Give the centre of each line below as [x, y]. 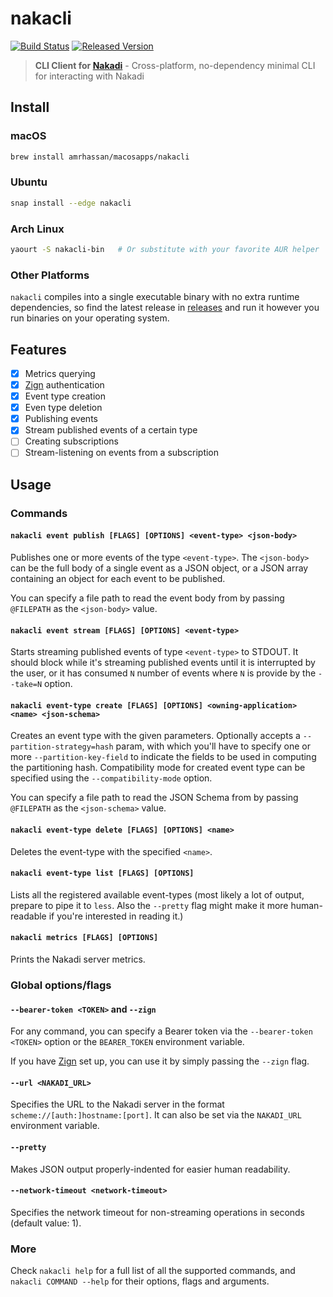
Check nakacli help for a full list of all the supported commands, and [153, 1271]
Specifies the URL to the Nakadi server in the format [117, 1104]
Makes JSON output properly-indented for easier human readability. [150, 1169]
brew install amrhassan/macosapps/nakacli [100, 157]
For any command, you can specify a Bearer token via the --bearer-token [161, 1031]
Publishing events [61, 419]
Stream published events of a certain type [111, 430]
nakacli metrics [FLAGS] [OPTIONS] [84, 938]
